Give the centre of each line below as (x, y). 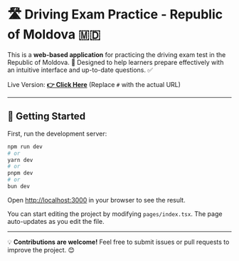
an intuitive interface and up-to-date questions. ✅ (80, 70)
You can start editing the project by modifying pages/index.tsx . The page (115, 214)
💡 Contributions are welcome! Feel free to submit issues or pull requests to (118, 242)
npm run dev (25, 147)
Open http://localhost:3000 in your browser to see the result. (97, 200)
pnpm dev (20, 173)
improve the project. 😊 (41, 250)
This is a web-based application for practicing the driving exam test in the (117, 54)
